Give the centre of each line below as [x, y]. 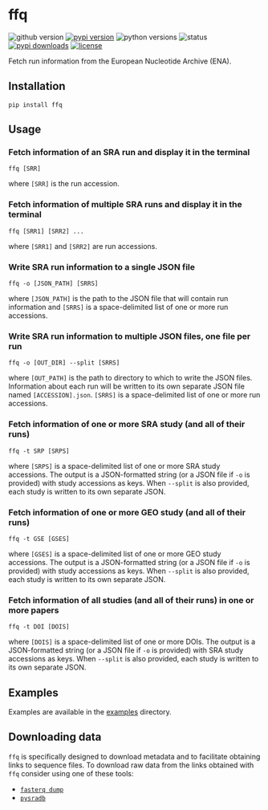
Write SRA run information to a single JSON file [102, 267]
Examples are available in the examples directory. [90, 712]
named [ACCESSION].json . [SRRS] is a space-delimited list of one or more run [134, 395]
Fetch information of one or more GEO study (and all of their [127, 512]
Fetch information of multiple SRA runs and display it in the [125, 205]
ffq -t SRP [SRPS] [39, 451]
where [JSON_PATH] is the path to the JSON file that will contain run [118, 299]
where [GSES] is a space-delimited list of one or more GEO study [115, 554]
